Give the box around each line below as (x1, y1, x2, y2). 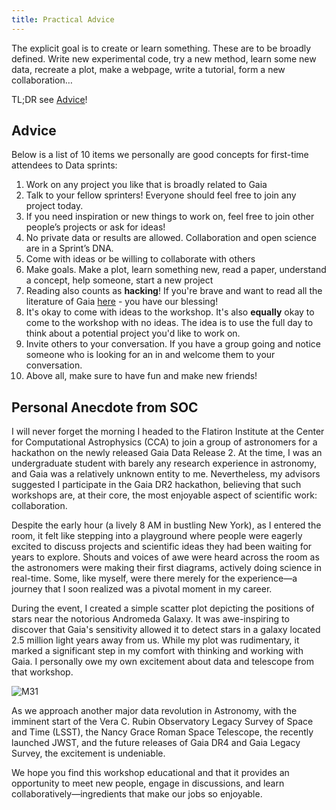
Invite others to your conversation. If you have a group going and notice (25, 338, 321, 350)
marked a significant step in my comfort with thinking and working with (11, 645, 304, 657)
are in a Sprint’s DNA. (25, 242, 114, 255)
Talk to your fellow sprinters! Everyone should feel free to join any (25, 189, 297, 201)
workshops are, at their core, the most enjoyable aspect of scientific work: (11, 489, 318, 501)
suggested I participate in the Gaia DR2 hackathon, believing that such (11, 479, 302, 491)
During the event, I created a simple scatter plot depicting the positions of (11, 602, 315, 615)
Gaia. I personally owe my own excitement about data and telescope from (11, 656, 314, 668)
